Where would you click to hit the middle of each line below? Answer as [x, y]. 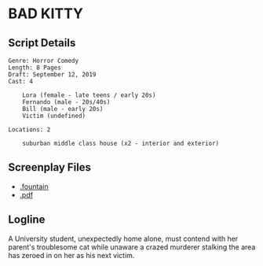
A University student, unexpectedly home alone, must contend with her [123, 238]
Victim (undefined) [54, 116]
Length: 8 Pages [35, 68]
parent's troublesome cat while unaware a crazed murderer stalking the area [132, 247]
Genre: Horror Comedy [44, 61]
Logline [27, 220]
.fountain [34, 187]
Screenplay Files [50, 167]
